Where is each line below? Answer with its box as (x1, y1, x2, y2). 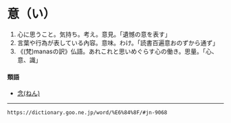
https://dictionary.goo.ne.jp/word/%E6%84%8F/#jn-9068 (7, 109, 168, 116)
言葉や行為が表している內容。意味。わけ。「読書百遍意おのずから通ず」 (16, 38, 219, 46)
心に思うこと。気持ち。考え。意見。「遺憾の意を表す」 (16, 30, 171, 38)
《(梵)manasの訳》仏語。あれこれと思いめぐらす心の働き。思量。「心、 (16, 47, 218, 55)
